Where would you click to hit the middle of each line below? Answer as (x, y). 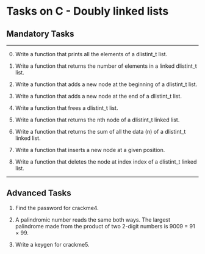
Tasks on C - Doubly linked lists (88, 11)
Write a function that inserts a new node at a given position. (90, 150)
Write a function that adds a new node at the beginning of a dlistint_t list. (106, 84)
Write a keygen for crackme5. (52, 244)
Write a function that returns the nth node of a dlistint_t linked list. (97, 120)
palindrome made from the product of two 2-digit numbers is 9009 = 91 (105, 226)
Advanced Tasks (39, 193)
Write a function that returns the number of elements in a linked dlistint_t (106, 66)
